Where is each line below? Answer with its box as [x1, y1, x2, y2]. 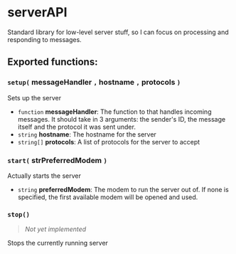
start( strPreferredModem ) [7, 155, 108, 165]
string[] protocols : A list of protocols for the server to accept [17, 137, 200, 146]
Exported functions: [7, 56, 98, 68]
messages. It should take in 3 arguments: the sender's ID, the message [17, 115, 226, 123]
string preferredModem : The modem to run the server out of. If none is [17, 185, 229, 194]
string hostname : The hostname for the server [17, 129, 156, 139]
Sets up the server [7, 93, 62, 102]
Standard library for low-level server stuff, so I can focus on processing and [7, 28, 229, 36]
